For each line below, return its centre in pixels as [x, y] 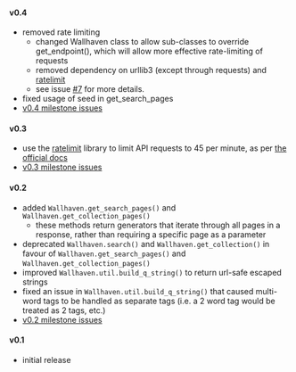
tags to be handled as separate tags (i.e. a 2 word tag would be [159, 301]
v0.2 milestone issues [62, 319]
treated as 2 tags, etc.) [64, 310]
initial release [46, 360]
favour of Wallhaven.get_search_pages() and [104, 253]
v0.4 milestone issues [62, 108]
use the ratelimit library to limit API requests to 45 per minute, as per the [154, 148]
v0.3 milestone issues [62, 167]
